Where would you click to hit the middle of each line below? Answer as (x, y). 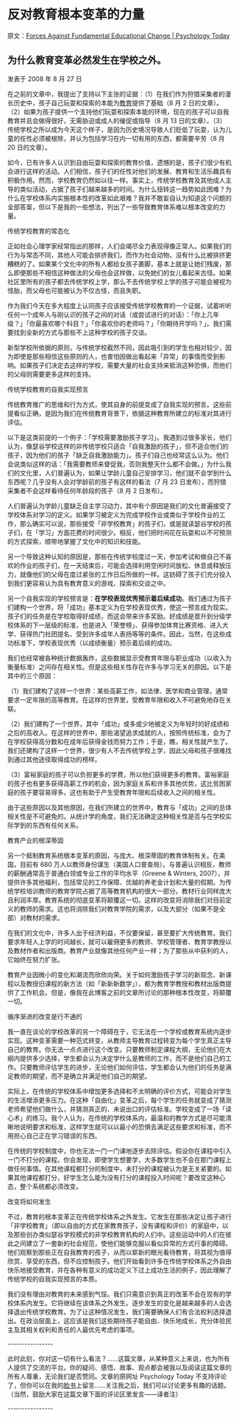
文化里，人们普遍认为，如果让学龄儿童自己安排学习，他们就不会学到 (119, 473)
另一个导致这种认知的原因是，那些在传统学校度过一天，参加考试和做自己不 (116, 557)
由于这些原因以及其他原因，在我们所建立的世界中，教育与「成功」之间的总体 (119, 807)
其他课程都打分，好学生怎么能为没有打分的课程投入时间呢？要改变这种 (116, 1177)
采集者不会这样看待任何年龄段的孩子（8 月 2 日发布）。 (87, 490)
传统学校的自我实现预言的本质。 (54, 1279)
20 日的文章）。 (30, 147)
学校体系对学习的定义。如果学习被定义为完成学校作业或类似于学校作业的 (113, 515)
